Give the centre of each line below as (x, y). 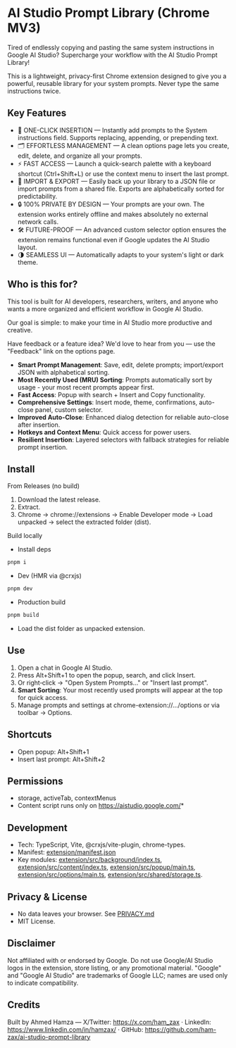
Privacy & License (47, 897)
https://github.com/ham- (181, 1029)
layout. (27, 247)
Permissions (35, 781)
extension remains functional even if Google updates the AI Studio (113, 239)
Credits (24, 1005)
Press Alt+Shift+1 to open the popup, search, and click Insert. (106, 675)
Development (38, 828)
